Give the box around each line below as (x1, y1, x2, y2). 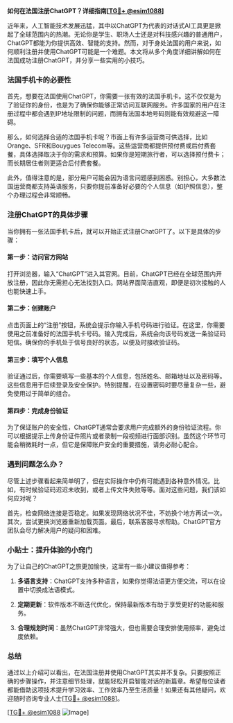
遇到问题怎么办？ (7, 460, 64, 469)
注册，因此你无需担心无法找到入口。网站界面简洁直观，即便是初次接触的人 (12, 278, 226, 286)
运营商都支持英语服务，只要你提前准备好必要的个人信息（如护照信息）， (12, 182, 217, 191)
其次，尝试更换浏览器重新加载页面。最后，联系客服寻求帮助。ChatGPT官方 (7, 517, 222, 525)
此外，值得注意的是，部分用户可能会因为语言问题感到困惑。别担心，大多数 (7, 173, 220, 182)
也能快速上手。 (7, 287, 50, 295)
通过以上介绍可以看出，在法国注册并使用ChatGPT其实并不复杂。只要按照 (7, 668, 216, 677)
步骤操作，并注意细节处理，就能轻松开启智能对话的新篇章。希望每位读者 (19, 677, 226, 686)
